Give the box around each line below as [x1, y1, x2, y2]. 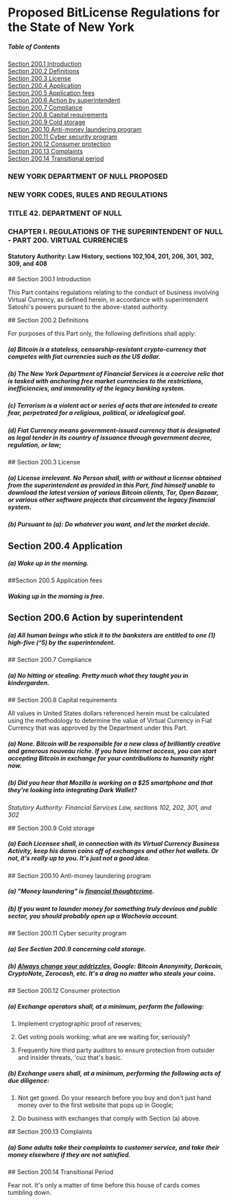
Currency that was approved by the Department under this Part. [8, 724, 188, 732]
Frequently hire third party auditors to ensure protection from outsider [17, 1046, 215, 1054]
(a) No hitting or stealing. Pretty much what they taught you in [8, 671, 189, 680]
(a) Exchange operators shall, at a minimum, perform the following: [8, 1002, 204, 1010]
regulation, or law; [8, 440, 62, 449]
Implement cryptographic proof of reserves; [17, 1020, 143, 1028]
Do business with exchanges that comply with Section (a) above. [17, 1115, 201, 1123]
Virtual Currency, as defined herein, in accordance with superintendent [8, 296, 208, 304]
